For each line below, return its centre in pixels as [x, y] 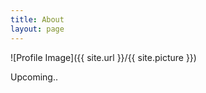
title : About [37, 19]
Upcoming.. [34, 77]
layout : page [37, 29]
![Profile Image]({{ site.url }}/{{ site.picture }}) [103, 57]
